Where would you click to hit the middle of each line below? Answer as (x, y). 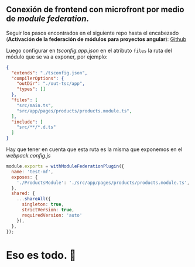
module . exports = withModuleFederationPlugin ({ (65, 166)
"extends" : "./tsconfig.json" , (49, 73)
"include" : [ (27, 122)
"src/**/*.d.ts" (37, 127)
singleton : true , (43, 204)
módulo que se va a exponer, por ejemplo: (57, 57)
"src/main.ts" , (35, 105)
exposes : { (25, 177)
